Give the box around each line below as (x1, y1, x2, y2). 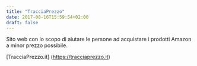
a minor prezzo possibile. (6, 42, 68, 49)
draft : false (6, 19, 39, 25)
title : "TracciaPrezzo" (6, 8, 65, 15)
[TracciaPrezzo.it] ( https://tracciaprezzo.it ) (6, 54, 111, 61)
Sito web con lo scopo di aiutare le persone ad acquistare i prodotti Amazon (6, 36, 192, 43)
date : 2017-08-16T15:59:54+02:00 (6, 14, 89, 20)
